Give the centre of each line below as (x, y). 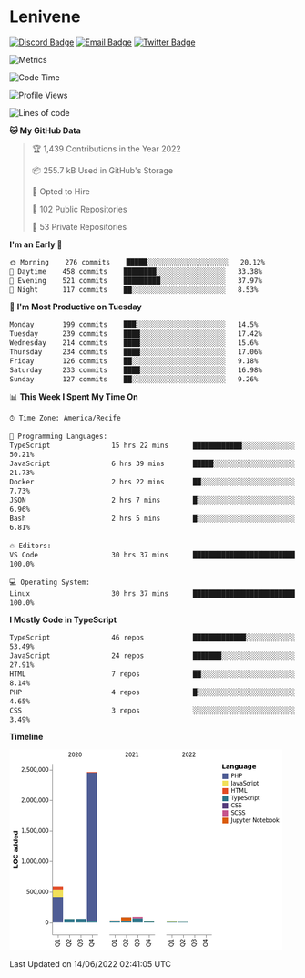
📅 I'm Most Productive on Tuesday (76, 307)
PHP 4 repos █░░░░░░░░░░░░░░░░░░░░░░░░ (152, 692)
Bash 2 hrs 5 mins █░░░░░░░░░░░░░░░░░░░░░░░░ (152, 518)
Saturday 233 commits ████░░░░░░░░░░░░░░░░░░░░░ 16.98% (136, 370)
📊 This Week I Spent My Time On (74, 396)
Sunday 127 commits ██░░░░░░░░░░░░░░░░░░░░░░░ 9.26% (134, 379)
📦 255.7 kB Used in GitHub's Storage (102, 170)
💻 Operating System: (50, 582)
